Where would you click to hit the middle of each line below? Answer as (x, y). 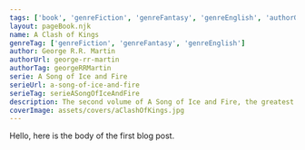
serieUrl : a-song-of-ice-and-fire (75, 85)
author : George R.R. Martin (63, 52)
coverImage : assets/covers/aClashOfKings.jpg (97, 110)
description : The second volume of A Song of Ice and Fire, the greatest (152, 102)
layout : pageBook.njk (50, 26)
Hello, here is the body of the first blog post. (92, 136)
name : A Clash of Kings (54, 34)
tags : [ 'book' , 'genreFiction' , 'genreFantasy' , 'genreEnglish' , (136, 18)
